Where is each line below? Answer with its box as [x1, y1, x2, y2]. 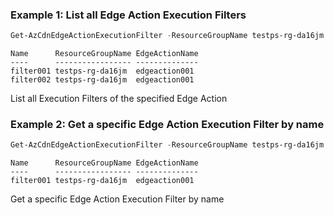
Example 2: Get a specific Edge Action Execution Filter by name [10, 118, 325, 132]
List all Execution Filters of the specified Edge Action [10, 93, 228, 105]
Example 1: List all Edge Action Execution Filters [10, 8, 247, 22]
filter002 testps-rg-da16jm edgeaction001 [10, 75, 195, 85]
